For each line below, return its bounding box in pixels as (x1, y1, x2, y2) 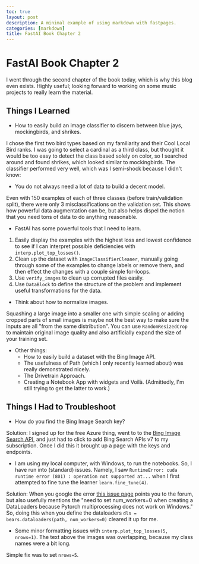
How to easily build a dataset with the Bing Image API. (23, 353, 156, 360)
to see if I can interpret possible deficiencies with (14, 242, 135, 250)
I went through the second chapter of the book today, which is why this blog (6, 76, 193, 83)
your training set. (6, 335, 48, 342)
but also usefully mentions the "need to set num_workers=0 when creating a (6, 496, 193, 503)
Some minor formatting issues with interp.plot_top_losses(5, (14, 527, 168, 534)
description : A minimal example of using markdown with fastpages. (6, 20, 177, 26)
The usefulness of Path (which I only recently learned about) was (23, 359, 184, 366)
